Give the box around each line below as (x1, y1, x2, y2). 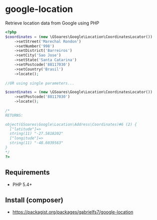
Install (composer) (5, 196, 64, 204)
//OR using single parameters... (5, 81, 75, 86)
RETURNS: (5, 113, 23, 118)
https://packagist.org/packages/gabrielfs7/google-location (12, 209, 134, 215)
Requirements (5, 168, 50, 177)
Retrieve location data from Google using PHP (5, 20, 100, 26)
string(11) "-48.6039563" (9, 141, 64, 146)
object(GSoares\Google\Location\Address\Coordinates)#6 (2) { (5, 122, 137, 127)
